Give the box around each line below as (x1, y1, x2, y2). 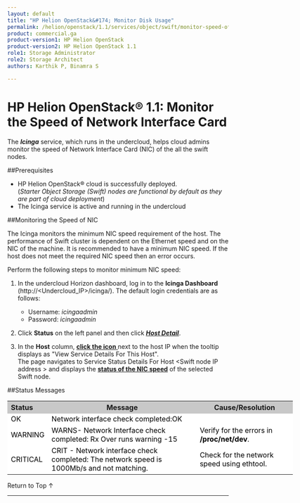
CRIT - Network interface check (51, 445, 158, 455)
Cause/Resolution (214, 402, 275, 412)
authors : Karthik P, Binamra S (7, 63, 99, 70)
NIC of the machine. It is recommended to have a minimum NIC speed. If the (7, 244, 228, 253)
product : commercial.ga (7, 30, 77, 37)
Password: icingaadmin (27, 314, 96, 324)
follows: (17, 293, 41, 303)
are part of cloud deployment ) (17, 194, 105, 203)
